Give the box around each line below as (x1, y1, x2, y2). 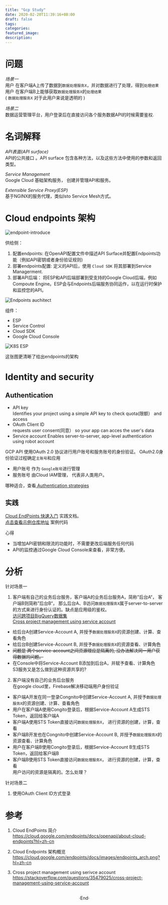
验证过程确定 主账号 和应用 (9, 455, 61, 461)
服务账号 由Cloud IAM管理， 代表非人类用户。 (12, 472, 107, 478)
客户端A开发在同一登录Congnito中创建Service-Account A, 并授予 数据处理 (12, 694, 161, 700)
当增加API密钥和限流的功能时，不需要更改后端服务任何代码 (12, 540, 134, 546)
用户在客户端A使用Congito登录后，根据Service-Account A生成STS (12, 707, 150, 713)
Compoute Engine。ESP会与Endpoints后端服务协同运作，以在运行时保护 (12, 281, 162, 287)
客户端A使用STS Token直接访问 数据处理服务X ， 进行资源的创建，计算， (12, 719, 156, 725)
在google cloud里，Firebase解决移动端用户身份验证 (12, 684, 119, 690)
